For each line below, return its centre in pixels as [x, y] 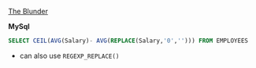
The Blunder [28, 11]
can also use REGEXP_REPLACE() [69, 55]
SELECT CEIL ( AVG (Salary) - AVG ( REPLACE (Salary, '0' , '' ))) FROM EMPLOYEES [128, 41]
